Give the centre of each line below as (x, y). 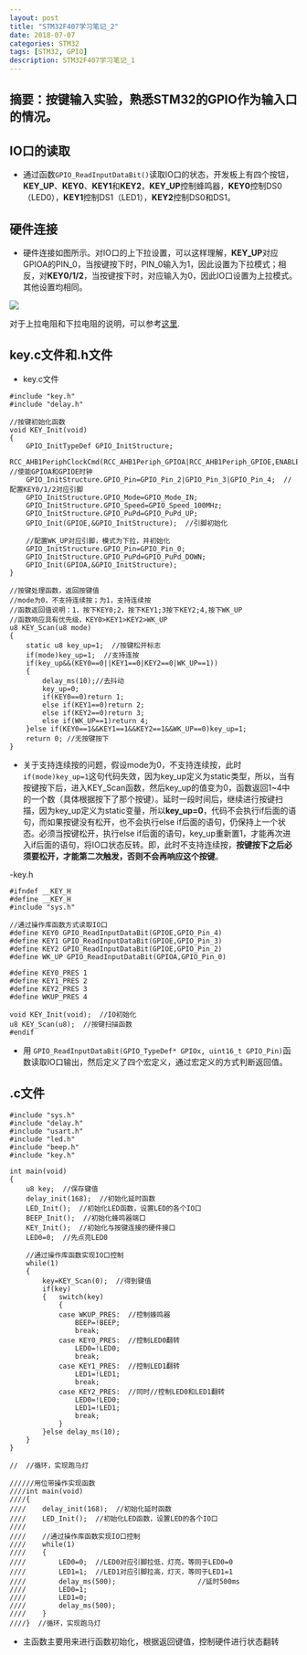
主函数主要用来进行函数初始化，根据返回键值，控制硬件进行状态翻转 (151, 1641)
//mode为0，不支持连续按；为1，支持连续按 (80, 600)
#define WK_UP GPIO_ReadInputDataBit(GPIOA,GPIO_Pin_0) (118, 956)
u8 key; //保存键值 (62, 1189)
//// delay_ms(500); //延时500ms (125, 1581)
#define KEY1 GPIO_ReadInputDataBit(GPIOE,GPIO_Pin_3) (116, 941)
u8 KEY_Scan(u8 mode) (51, 627)
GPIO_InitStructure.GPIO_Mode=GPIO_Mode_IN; (112, 497)
